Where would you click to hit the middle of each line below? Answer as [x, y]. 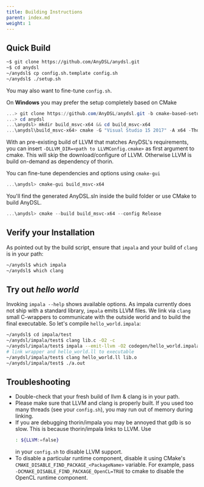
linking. [24, 416]
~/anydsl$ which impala [36, 265]
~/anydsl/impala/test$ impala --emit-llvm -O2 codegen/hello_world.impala [103, 346]
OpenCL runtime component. [51, 478]
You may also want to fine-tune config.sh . [59, 90]
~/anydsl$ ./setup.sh [34, 79]
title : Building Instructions [45, 12]
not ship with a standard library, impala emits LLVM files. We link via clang [99, 310]
